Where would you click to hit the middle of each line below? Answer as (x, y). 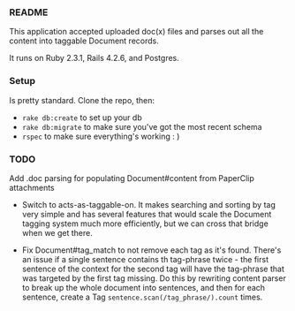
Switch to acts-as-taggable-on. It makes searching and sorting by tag (149, 204)
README (29, 12)
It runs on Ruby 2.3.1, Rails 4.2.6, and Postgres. (94, 58)
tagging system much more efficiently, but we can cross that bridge (145, 224)
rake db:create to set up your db (82, 118)
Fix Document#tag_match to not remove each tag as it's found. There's (151, 250)
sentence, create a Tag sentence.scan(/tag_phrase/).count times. (142, 297)
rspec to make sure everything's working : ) (101, 136)
